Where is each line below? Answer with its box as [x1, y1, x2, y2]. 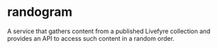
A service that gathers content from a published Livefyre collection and [7, 27, 211, 35]
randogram [7, 4, 73, 20]
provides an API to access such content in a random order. [7, 34, 175, 42]
